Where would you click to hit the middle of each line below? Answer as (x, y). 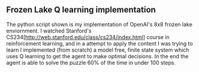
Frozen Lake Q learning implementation (81, 10)
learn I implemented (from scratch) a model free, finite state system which (98, 50)
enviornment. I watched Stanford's (49, 31)
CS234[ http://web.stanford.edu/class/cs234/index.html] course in (88, 37)
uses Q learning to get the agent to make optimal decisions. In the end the (97, 56)
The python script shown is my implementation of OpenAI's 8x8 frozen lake (99, 24)
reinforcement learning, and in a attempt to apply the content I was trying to (99, 43)
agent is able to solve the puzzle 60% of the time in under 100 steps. (91, 62)
